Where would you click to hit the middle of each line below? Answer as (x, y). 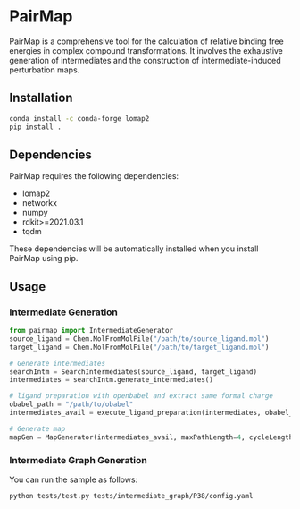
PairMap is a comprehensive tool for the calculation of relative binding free (146, 41)
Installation (41, 98)
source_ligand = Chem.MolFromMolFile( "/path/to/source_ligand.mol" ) (139, 339)
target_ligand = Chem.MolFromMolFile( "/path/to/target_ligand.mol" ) (139, 347)
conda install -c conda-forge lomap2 (79, 118)
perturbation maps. (45, 70)
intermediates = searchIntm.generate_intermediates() (112, 380)
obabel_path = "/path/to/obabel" (71, 404)
